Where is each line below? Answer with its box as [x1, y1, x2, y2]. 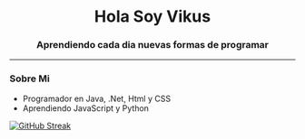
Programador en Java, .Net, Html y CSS [22, 93, 171, 104]
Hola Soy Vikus [93, 6, 212, 27]
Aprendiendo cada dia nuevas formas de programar [35, 39, 270, 51]
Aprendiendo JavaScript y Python [22, 102, 150, 114]
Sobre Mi [9, 72, 50, 85]
